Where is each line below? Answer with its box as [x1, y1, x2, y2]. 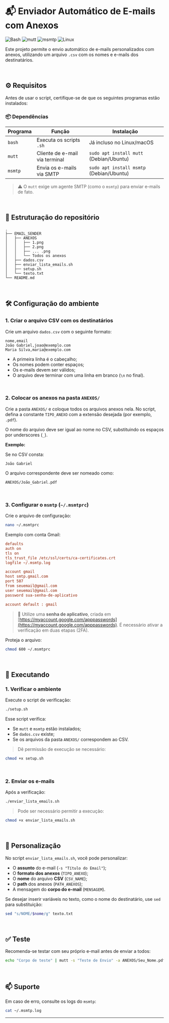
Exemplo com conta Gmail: [5, 532, 61, 538]
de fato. [17, 189, 34, 195]
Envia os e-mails [36, 164, 77, 171]
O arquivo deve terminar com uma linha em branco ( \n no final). [12, 372, 145, 378]
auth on [5, 546, 22, 551]
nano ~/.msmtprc [5, 523, 39, 528]
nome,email [5, 338, 28, 343]
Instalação [112, 128, 138, 135]
